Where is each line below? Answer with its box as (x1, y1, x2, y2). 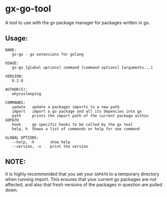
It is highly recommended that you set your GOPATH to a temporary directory (5, 171, 159, 177)
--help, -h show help (11, 139, 70, 144)
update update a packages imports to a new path (11, 104, 120, 109)
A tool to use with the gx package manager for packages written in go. (5, 20, 150, 26)
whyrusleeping (11, 91, 41, 96)
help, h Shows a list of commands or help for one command (11, 126, 140, 131)
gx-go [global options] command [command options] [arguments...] (11, 65, 153, 70)
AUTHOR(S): (5, 87, 28, 92)
